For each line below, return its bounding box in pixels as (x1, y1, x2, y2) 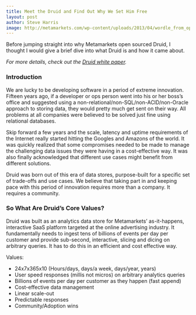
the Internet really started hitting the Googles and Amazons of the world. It (6, 135, 185, 142)
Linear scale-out (14, 290, 54, 297)
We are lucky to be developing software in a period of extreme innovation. (6, 86, 184, 94)
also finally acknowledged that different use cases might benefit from (6, 153, 173, 161)
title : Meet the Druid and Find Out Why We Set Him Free (6, 8, 148, 15)
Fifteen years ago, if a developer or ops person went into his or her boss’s (6, 92, 184, 99)
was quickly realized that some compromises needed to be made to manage (6, 141, 190, 148)
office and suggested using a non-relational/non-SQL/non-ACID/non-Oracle (6, 99, 188, 106)
